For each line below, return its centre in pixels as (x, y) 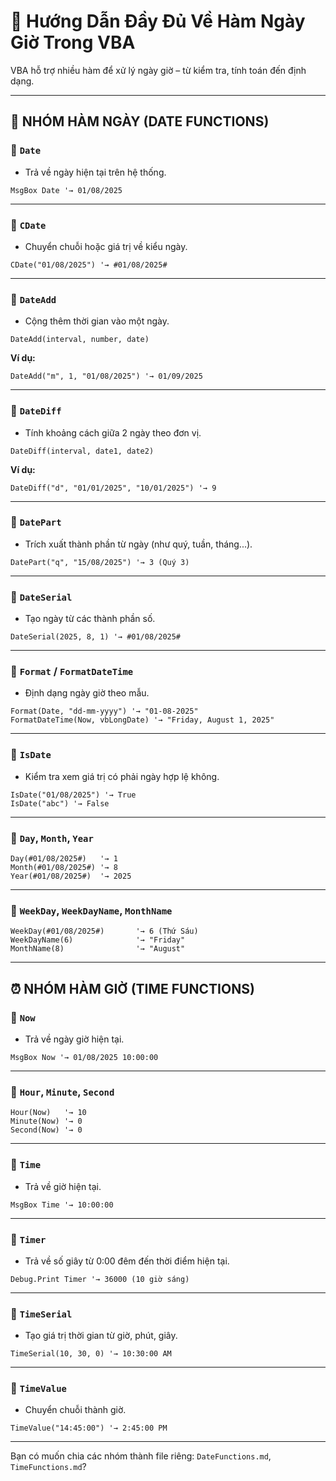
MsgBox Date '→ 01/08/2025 (66, 190)
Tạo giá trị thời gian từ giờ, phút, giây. (101, 1336)
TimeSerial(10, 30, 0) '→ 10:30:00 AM (91, 1354)
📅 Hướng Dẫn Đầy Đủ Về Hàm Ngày (158, 21)
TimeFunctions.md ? (48, 1467)
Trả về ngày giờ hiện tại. (74, 1039)
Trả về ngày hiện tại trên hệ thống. (95, 172)
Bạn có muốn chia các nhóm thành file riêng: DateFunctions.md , (141, 1456)
